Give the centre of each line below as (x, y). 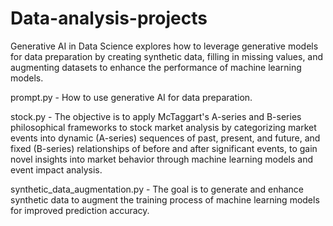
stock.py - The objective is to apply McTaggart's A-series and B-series (156, 116)
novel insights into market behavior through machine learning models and (162, 159)
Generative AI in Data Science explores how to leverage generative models (164, 46)
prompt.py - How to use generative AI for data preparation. (131, 97)
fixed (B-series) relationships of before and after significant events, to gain (164, 148)
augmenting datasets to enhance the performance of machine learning (156, 67)
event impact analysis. (56, 169)
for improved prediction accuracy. (80, 210)
